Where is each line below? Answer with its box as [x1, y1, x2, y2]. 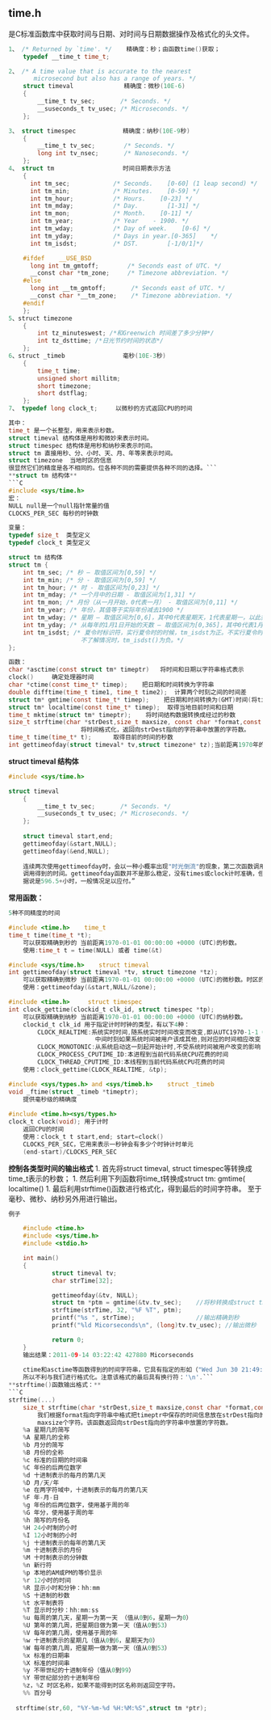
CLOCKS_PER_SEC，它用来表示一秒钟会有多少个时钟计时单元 [23, 1140, 194, 1149]
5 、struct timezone [8, 314, 73, 322]
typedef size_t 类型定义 [8, 531, 91, 540]
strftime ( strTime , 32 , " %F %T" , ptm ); [51, 1306, 182, 1314]
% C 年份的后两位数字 [23, 1463, 82, 1472]
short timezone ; [37, 382, 92, 390]
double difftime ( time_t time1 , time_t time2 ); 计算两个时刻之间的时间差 [8, 688, 248, 696]
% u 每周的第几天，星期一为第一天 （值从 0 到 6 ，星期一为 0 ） [23, 1614, 193, 1622]
